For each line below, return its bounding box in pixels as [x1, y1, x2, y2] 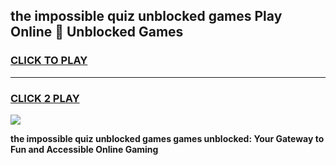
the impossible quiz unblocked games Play [10, 8, 283, 25]
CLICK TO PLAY [10, 54, 88, 68]
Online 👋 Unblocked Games [10, 24, 184, 41]
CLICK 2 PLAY [10, 91, 80, 105]
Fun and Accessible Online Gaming [10, 143, 159, 155]
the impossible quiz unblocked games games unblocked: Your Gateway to [10, 132, 325, 144]
